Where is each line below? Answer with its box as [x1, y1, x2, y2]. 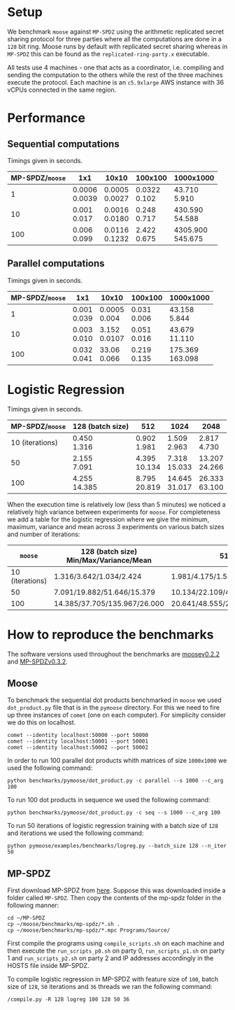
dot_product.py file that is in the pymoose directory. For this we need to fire [7, 703, 220, 712]
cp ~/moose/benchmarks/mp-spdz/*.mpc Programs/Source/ [7, 927, 171, 934]
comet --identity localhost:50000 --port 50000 [7, 732, 149, 739]
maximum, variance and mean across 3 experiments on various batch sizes [7, 522, 225, 531]
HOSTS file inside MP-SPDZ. [7, 962, 90, 970]
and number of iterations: [7, 530, 80, 538]
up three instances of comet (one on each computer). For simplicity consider [7, 711, 226, 720]
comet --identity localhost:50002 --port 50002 [7, 744, 149, 751]
